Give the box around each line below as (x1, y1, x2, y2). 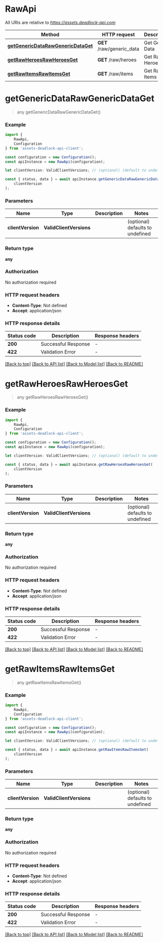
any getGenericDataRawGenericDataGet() (16, 109, 101, 115)
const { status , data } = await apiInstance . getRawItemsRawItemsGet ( (5, 747, 149, 752)
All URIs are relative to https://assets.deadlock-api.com (5, 19, 116, 25)
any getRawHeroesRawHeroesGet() (16, 394, 88, 400)
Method (41, 31, 60, 38)
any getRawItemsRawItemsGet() (16, 679, 81, 685)
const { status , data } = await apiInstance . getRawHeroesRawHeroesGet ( (5, 462, 153, 467)
